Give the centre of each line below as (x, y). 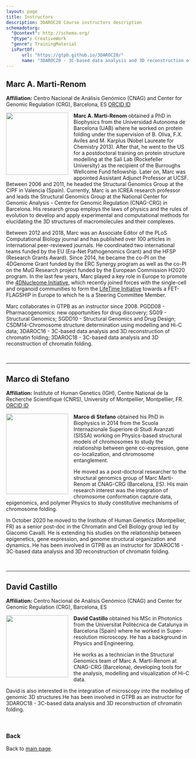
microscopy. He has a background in (143, 637)
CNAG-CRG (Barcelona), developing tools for (128, 667)
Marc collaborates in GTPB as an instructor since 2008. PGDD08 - (85, 306)
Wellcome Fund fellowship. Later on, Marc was (130, 172)
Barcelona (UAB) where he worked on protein (128, 128)
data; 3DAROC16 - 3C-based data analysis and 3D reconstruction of (88, 331)
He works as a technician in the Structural (124, 654)
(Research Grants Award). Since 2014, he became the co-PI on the (86, 258)
